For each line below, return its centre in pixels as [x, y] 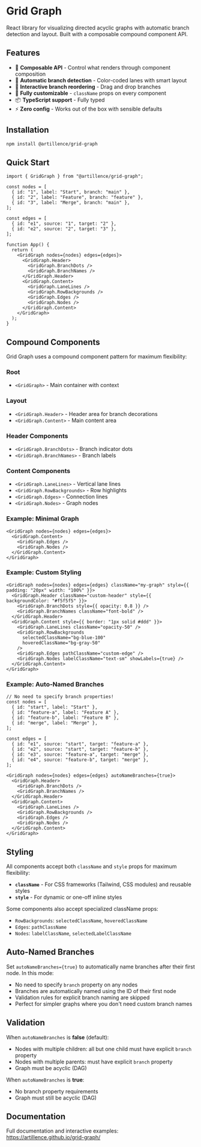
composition [30, 74]
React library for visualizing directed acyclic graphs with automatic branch [98, 28]
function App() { [28, 245]
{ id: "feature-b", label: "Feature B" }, [65, 718]
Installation [28, 130]
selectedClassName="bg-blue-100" [64, 638]
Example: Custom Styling [44, 572]
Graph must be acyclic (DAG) [51, 1068]
